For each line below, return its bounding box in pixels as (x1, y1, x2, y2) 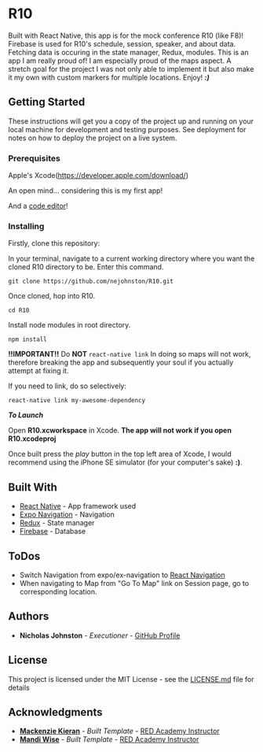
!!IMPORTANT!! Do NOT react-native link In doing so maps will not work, (8, 350, 251, 359)
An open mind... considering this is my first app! (8, 186, 163, 195)
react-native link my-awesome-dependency (8, 397, 146, 405)
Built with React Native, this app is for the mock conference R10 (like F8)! (8, 31, 244, 40)
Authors (8, 609, 49, 623)
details (8, 683, 30, 692)
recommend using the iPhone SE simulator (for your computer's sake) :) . (8, 457, 243, 467)
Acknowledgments (8, 706, 104, 719)
